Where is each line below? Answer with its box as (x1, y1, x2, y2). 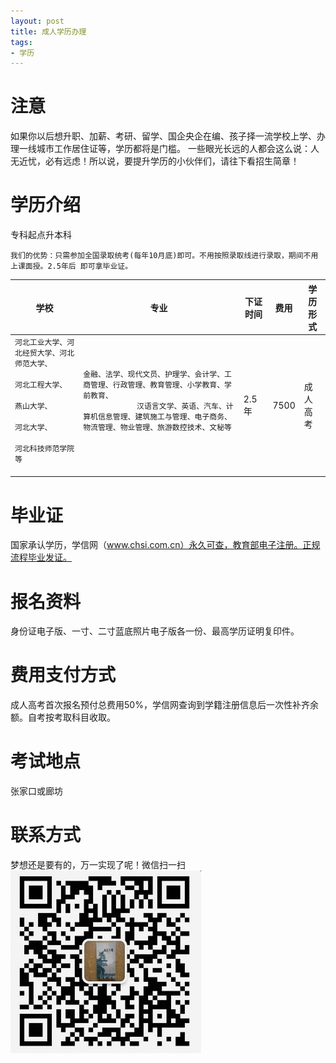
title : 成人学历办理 (10, 26, 87, 37)
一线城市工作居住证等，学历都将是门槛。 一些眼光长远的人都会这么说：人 (18, 143, 320, 155)
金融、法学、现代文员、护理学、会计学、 (83, 369, 225, 379)
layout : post (10, 16, 65, 26)
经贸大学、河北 (21, 348, 75, 358)
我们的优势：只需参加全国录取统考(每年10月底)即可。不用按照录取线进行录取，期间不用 (10, 251, 319, 261)
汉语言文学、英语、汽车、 (136, 401, 227, 411)
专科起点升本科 (10, 229, 72, 241)
